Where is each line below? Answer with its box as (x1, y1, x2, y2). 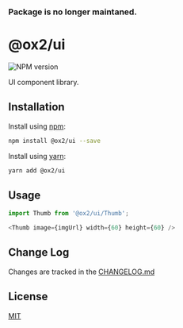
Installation (8, 100, 65, 114)
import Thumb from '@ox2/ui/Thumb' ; (8, 210, 129, 218)
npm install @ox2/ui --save (8, 137, 101, 145)
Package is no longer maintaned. (8, 6, 137, 17)
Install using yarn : (8, 151, 66, 160)
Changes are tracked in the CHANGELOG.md (8, 267, 155, 276)
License (8, 290, 48, 303)
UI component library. (8, 77, 79, 87)
